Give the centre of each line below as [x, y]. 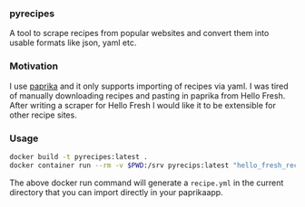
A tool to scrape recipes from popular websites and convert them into [139, 33]
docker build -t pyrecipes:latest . [79, 156]
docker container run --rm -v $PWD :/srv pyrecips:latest [119, 165]
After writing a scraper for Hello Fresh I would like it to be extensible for [143, 105]
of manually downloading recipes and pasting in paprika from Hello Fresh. [148, 95]
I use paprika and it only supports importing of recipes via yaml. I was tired [149, 86]
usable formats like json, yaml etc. [73, 42]
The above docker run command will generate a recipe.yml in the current [147, 183]
